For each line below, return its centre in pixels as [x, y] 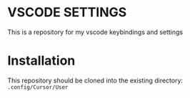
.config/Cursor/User [38, 87]
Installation [41, 61]
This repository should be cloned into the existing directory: [95, 80]
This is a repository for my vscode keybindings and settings [95, 32]
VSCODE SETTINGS [67, 12]
